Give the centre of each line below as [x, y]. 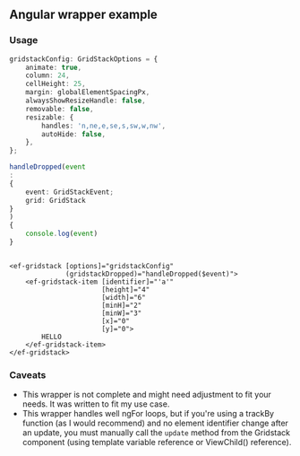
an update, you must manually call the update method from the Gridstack [156, 433]
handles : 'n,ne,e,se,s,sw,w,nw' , [104, 126]
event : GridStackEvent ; [70, 192]
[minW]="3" [122, 313]
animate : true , [54, 67]
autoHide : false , [73, 134]
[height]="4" [126, 289]
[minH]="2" [122, 305]
